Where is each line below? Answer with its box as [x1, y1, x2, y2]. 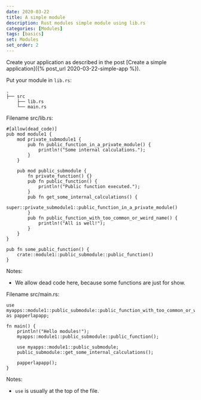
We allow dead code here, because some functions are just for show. [14, 279, 185, 286]
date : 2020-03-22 [6, 8, 50, 15]
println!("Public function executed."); [38, 183, 141, 189]
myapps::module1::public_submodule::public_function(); [17, 334, 160, 340]
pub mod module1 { [6, 131, 52, 137]
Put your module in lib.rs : [6, 76, 72, 84]
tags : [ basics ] [6, 31, 44, 37]
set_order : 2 [6, 43, 39, 49]
